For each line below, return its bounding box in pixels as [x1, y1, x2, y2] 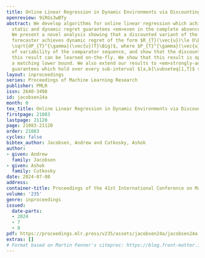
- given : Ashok [6, 163, 45, 169]
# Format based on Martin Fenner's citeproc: [6, 242, 124, 248]
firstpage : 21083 [6, 111, 51, 117]
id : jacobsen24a [6, 94, 48, 100]
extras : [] [6, 236, 34, 242]
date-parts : [12, 208, 43, 214]
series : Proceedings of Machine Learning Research [6, 77, 138, 83]
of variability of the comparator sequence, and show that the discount [12, 49, 201, 55]
